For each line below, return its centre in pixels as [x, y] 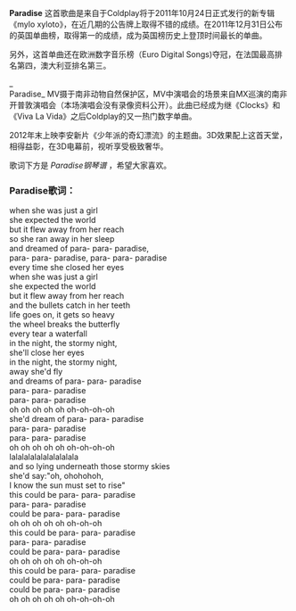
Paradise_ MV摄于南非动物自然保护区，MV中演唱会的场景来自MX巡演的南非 [148, 94]
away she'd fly [36, 372]
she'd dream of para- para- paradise [77, 419]
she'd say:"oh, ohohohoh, [57, 476]
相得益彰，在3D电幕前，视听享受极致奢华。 [89, 146]
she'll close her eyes [47, 353]
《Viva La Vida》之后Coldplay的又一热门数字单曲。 [103, 116]
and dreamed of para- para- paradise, [79, 249]
